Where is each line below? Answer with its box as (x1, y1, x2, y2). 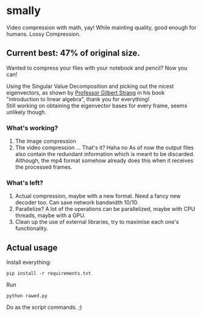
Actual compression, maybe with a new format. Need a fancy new (15, 193, 181, 200)
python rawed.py (6, 293, 48, 299)
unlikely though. (6, 108, 47, 116)
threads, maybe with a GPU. (15, 212, 86, 219)
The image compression (15, 138, 76, 145)
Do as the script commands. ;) (6, 304, 82, 311)
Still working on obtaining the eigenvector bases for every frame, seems (6, 102, 188, 109)
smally (6, 4, 41, 18)
